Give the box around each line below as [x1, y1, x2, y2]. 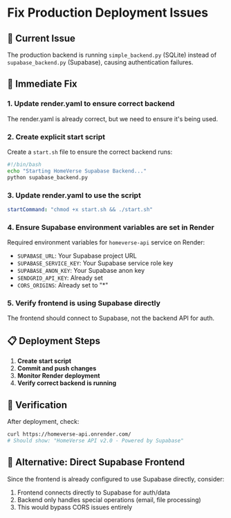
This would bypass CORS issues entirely [17, 503, 133, 511]
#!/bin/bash [7, 161, 41, 168]
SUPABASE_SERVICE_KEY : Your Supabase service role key [17, 259, 174, 267]
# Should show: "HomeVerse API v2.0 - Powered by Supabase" [7, 437, 185, 444]
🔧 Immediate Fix [7, 78, 77, 90]
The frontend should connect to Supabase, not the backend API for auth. [7, 314, 214, 323]
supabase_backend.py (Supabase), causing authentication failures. [7, 58, 194, 66]
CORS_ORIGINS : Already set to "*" [17, 281, 109, 289]
